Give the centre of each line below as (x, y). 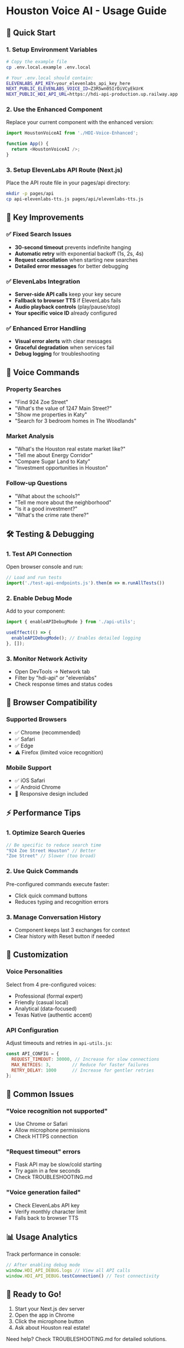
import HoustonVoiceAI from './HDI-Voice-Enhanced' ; (72, 133)
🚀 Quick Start (31, 33)
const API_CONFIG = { (33, 1054)
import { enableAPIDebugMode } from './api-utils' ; (71, 622)
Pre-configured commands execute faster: (58, 884)
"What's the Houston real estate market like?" (70, 449)
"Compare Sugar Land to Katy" (52, 461)
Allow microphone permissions (52, 1130)
